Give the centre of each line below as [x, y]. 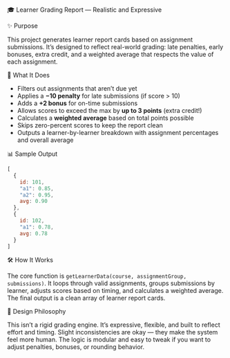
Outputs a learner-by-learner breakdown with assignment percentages [118, 133]
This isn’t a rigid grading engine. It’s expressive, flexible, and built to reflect [114, 325]
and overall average [45, 140]
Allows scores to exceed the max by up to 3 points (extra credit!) [109, 110]
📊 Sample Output [32, 154]
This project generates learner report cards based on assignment [100, 39]
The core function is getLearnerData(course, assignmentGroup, [97, 276]
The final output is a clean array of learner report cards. [86, 298]
